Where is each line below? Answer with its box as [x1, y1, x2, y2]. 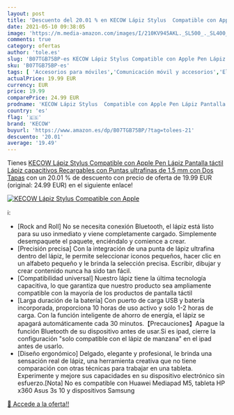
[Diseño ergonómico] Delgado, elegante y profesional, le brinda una [17, 350, 212, 358]
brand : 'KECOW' [7, 120, 52, 127]
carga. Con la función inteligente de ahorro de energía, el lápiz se [17, 311, 205, 320]
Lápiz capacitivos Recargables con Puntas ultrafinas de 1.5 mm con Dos [7, 166, 214, 175]
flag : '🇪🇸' [7, 113, 42, 120]
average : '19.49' [7, 140, 58, 147]
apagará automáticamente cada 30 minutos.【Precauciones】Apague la [17, 320, 225, 328]
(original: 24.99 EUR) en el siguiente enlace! [7, 181, 134, 189]
